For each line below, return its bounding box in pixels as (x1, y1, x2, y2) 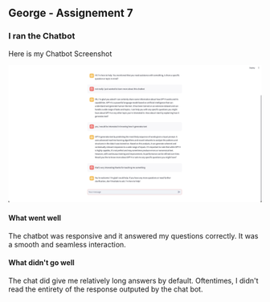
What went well (8, 213, 62, 222)
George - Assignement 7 (8, 6, 133, 20)
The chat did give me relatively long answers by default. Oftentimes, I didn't (8, 275, 259, 285)
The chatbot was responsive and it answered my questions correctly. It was (8, 231, 259, 240)
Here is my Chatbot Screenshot (8, 48, 112, 59)
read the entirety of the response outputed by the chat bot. (8, 284, 203, 294)
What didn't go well (8, 258, 75, 267)
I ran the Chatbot (8, 31, 76, 42)
